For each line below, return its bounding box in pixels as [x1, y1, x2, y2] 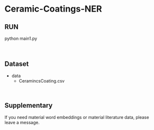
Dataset [4, 60, 29, 68]
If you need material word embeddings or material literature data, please [4, 114, 149, 120]
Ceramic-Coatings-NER [4, 3, 103, 15]
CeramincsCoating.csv [18, 78, 65, 83]
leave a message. [4, 119, 40, 125]
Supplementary [4, 101, 53, 110]
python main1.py [4, 35, 37, 41]
